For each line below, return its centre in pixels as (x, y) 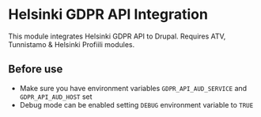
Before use (36, 69)
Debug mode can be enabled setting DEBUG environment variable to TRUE (136, 104)
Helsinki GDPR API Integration (108, 15)
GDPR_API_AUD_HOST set (56, 97)
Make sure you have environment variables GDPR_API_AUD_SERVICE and (133, 88)
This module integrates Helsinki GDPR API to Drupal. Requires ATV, (117, 36)
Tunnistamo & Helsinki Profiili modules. (72, 44)
